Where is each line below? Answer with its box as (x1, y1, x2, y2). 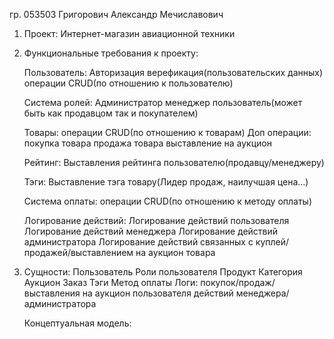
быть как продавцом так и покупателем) (23, 107, 199, 119)
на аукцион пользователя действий (82, 287, 234, 299)
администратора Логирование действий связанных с (23, 236, 254, 248)
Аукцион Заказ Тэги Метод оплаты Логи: (23, 277, 199, 288)
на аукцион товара (135, 247, 216, 258)
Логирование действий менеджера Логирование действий (23, 225, 279, 237)
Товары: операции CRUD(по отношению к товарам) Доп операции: (23, 127, 312, 138)
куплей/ (255, 236, 290, 248)
